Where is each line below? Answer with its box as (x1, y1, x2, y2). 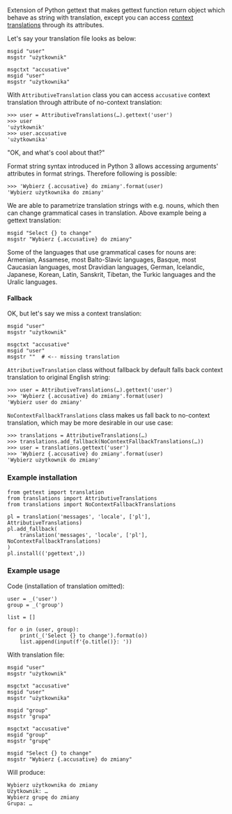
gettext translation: (7, 216, 61, 224)
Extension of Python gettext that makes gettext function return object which (7, 6, 225, 14)
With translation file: (7, 650, 65, 659)
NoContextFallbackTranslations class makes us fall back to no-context (7, 411, 210, 420)
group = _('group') (7, 601, 64, 608)
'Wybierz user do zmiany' (7, 399, 82, 406)
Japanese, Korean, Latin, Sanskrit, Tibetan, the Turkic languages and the (7, 271, 216, 278)
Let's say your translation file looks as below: (7, 34, 137, 43)
